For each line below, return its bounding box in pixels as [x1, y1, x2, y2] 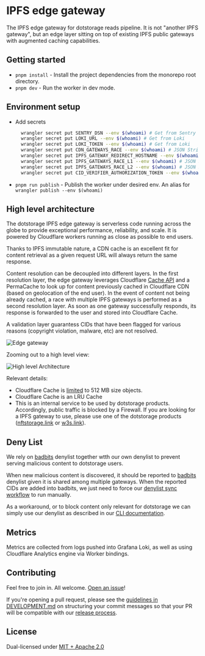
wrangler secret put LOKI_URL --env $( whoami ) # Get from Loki [21, 135, 185, 141]
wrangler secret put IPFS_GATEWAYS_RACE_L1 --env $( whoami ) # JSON [21, 158, 196, 164]
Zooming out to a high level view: [6, 351, 90, 358]
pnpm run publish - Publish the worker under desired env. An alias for [15, 181, 190, 188]
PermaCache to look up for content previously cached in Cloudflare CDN [6, 283, 189, 290]
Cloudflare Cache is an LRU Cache [15, 393, 103, 401]
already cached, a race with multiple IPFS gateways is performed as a [6, 296, 182, 303]
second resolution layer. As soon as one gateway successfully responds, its [6, 303, 196, 310]
